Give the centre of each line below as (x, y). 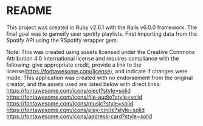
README (29, 11)
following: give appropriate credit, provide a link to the (74, 65)
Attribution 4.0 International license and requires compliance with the (93, 58)
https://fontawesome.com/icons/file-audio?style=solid (74, 97)
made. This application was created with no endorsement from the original (100, 78)
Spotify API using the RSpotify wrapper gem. (62, 40)
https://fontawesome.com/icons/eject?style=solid (68, 90)
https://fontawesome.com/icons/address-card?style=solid (79, 116)
